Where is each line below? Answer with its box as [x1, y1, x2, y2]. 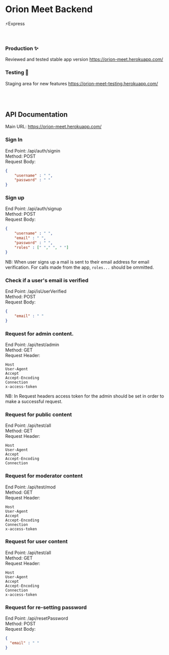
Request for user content [5, 538, 68, 545]
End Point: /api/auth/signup [5, 206, 62, 212]
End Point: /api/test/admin [5, 341, 60, 347]
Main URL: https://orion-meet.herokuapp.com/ [5, 124, 102, 130]
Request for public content [5, 411, 72, 418]
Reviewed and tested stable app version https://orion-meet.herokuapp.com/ [5, 57, 163, 63]
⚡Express [5, 20, 25, 26]
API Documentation [5, 110, 68, 119]
